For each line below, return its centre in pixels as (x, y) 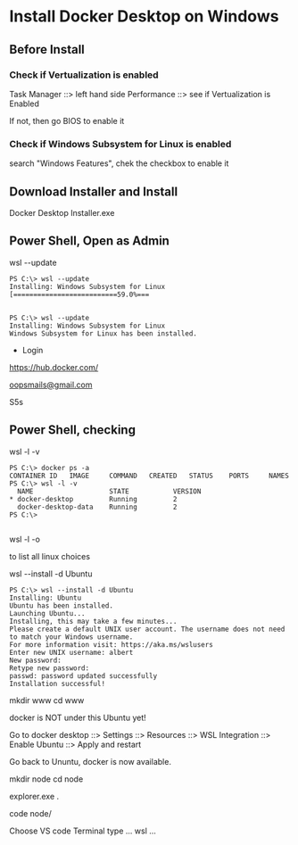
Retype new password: (50, 668)
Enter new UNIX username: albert (71, 652)
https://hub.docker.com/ (54, 367)
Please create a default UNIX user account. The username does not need (147, 629)
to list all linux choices (50, 556)
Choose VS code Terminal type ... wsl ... (83, 831)
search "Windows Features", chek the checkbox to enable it (119, 163)
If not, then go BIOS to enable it (67, 120)
